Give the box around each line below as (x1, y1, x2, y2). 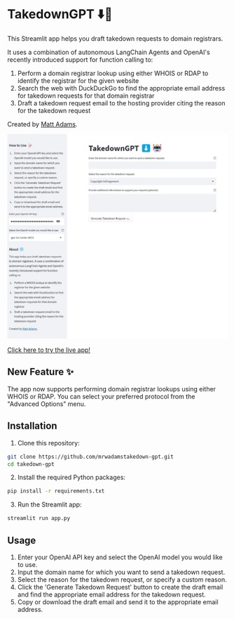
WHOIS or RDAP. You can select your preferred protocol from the (7, 392, 195, 400)
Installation (7, 420, 57, 432)
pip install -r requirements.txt (7, 488, 105, 495)
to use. (17, 560, 38, 568)
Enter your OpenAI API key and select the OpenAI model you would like (17, 553, 223, 561)
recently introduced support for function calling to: (7, 55, 153, 64)
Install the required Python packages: (17, 473, 126, 482)
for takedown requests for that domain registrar (17, 91, 155, 100)
